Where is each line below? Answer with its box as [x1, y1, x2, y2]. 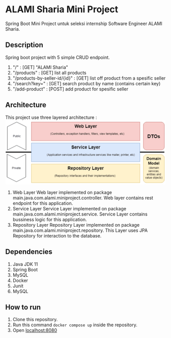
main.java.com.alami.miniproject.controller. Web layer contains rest [12, 195, 154, 201]
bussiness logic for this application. [12, 216, 88, 223]
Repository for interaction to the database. [12, 232, 102, 238]
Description [5, 41, 43, 50]
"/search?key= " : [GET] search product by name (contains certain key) [12, 80, 161, 86]
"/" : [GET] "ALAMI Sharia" [12, 64, 69, 70]
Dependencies [5, 248, 52, 256]
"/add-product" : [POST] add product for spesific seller [12, 86, 129, 92]
